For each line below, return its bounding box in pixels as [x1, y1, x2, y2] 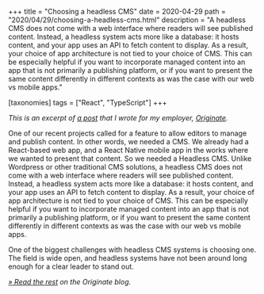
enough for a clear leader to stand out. [8, 262, 135, 271]
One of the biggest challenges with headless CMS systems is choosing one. [8, 245, 256, 254]
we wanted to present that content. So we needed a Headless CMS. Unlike [8, 154, 252, 163]
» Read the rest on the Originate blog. [8, 277, 132, 286]
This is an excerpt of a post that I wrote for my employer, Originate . [8, 113, 228, 122]
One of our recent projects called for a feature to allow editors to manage [8, 128, 247, 138]
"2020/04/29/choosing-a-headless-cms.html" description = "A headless [8, 15, 246, 25]
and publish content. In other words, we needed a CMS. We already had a [8, 137, 250, 146]
